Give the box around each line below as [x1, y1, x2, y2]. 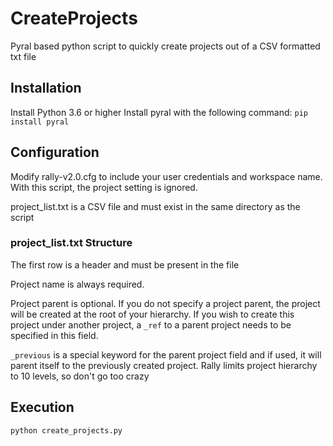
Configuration [10, 144, 100, 161]
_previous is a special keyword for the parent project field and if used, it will [10, 348, 322, 361]
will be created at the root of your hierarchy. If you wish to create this [10, 308, 295, 320]
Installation [10, 80, 82, 97]
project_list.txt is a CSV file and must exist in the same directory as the [10, 200, 301, 212]
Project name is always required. [10, 278, 145, 290]
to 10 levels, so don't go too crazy [10, 370, 150, 382]
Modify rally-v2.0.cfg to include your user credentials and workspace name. [10, 170, 323, 182]
